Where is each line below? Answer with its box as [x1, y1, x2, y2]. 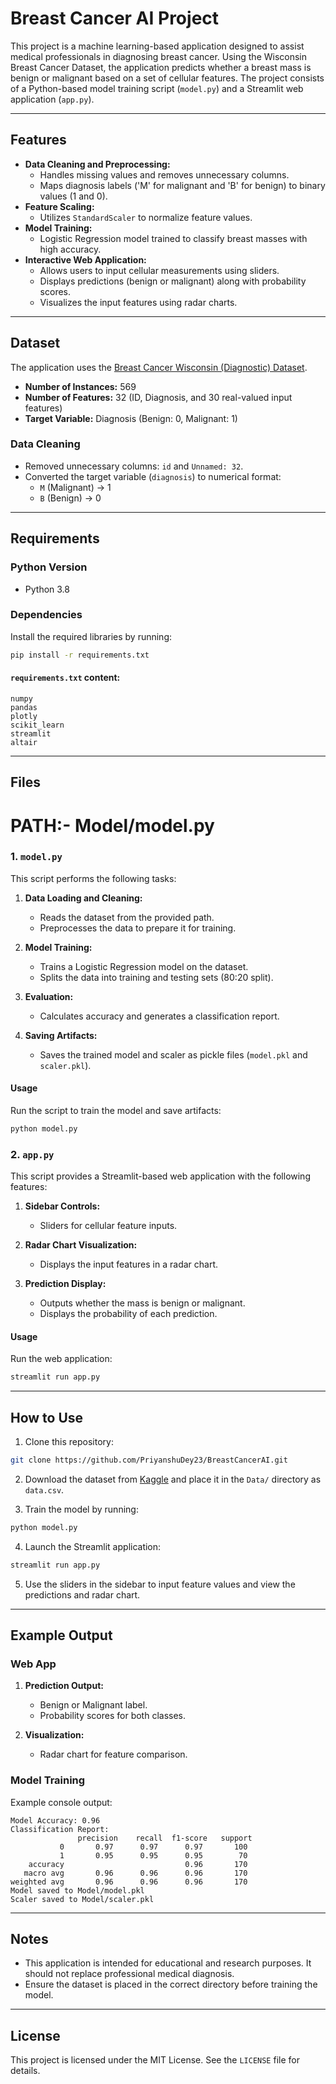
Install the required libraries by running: [10, 630, 173, 642]
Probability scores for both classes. [39, 1710, 187, 1722]
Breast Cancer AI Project [10, 7, 220, 30]
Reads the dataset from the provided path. [39, 911, 215, 923]
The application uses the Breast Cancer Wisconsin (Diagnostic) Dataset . [10, 361, 308, 373]
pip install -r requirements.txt [10, 650, 150, 660]
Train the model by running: [24, 1503, 139, 1515]
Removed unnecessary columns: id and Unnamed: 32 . [24, 460, 244, 472]
